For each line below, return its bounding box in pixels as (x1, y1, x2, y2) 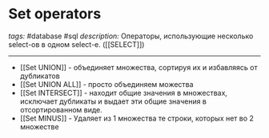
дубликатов (19, 71, 60, 81)
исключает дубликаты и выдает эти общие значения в (19, 97, 207, 106)
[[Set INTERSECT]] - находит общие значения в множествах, (19, 88, 228, 97)
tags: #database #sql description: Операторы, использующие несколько (8, 31, 254, 41)
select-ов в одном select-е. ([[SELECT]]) (8, 39, 145, 49)
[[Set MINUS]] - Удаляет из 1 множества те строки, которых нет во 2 (19, 113, 255, 123)
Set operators (8, 5, 102, 23)
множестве (19, 121, 59, 132)
